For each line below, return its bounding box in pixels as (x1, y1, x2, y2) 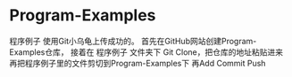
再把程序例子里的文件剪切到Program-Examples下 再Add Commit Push (9, 58, 266, 68)
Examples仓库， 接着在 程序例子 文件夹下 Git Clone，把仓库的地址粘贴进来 (9, 46, 284, 58)
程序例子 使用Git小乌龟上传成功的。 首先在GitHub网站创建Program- (9, 35, 257, 46)
